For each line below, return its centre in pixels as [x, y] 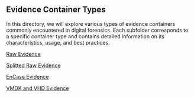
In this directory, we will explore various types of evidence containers [91, 24]
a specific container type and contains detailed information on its [85, 36]
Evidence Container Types [56, 10]
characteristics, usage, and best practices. [58, 42]
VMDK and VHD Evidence [38, 88]
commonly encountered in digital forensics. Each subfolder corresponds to [97, 30]
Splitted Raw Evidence [33, 65]
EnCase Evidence [28, 76]
